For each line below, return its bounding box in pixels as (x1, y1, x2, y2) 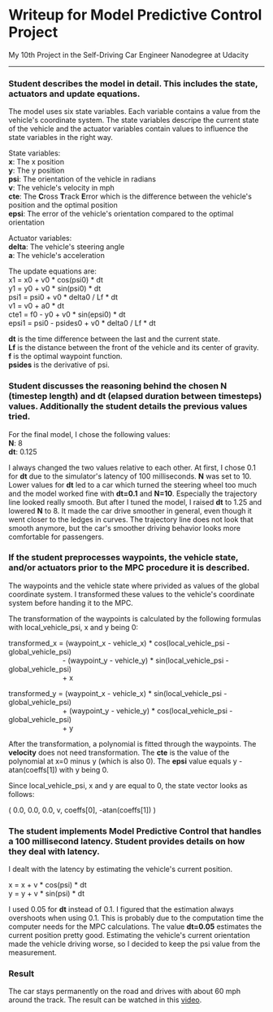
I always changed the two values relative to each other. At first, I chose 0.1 (8, 462, 256, 472)
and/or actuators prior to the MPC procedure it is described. (8, 562, 250, 573)
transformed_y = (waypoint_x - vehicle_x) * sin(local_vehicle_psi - (8, 688, 227, 698)
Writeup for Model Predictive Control (8, 6, 262, 24)
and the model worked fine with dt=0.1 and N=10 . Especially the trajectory (8, 488, 258, 498)
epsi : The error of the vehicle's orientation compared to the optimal (8, 209, 234, 219)
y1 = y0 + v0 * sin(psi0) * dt (8, 283, 102, 294)
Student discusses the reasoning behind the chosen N (8, 380, 227, 392)
